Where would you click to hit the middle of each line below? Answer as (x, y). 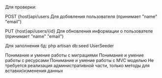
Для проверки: (21, 7)
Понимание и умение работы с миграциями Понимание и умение (74, 55)
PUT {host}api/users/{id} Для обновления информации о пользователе (79, 31)
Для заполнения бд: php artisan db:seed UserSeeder (60, 46)
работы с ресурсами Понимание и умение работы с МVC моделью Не (80, 60)
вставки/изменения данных (34, 71)
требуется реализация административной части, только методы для (77, 66)
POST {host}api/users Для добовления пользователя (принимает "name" (81, 16)
